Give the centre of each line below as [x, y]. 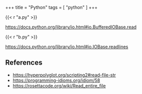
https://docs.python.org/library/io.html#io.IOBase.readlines [67, 47]
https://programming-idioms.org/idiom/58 [56, 80]
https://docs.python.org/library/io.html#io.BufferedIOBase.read [71, 27]
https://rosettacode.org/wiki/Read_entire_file [59, 85]
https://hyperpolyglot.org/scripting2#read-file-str [64, 75]
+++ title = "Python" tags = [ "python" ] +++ [51, 7]
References [24, 63]
